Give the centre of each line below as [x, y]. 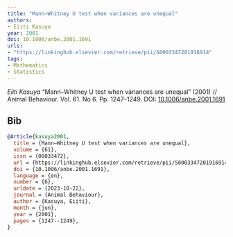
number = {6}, [34, 182]
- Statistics [26, 72]
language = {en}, [38, 175]
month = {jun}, [35, 208]
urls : [15, 46]
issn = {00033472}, [42, 156]
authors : [20, 20]
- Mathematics [28, 65]
